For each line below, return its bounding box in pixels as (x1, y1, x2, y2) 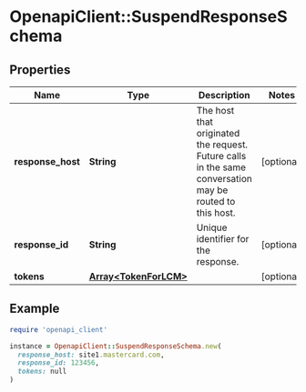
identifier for (196, 233, 250, 245)
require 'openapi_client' (9, 325, 107, 334)
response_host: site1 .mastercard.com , (17, 350, 166, 359)
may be (196, 184, 229, 196)
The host (196, 105, 235, 116)
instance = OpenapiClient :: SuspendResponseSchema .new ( (9, 341, 222, 351)
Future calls (196, 150, 247, 162)
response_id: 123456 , (17, 358, 100, 367)
